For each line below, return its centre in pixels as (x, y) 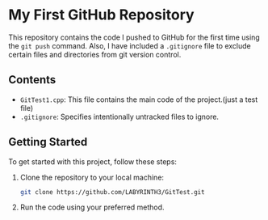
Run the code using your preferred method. (92, 207)
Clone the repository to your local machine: (92, 177)
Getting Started (48, 142)
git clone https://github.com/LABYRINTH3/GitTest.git (112, 192)
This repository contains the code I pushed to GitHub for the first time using (134, 37)
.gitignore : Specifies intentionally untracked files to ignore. (119, 116)
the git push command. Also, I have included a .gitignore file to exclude (130, 45)
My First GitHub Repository (102, 15)
